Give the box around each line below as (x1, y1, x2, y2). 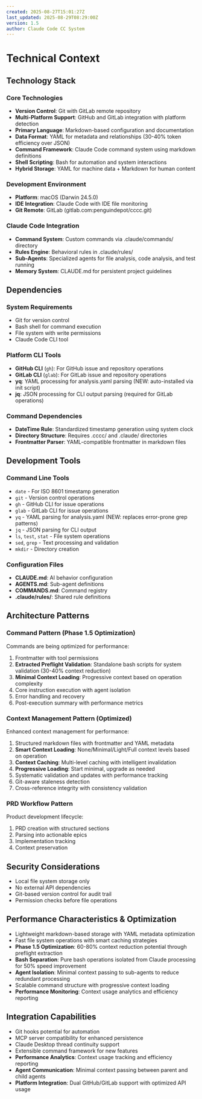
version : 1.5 (6, 20, 39, 26)
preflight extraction (14, 949, 63, 957)
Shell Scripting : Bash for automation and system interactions (14, 159, 167, 166)
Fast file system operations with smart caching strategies (14, 936, 158, 944)
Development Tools (6, 456, 81, 466)
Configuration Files (6, 560, 64, 569)
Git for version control (14, 317, 70, 324)
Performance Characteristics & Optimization (6, 914, 177, 925)
